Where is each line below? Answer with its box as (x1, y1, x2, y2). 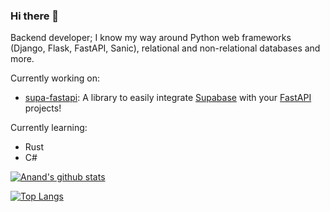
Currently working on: (10, 72, 100, 84)
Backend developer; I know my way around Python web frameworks (10, 32, 292, 44)
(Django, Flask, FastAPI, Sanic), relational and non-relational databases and (10, 42, 321, 54)
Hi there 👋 (10, 9, 60, 23)
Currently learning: (10, 122, 88, 134)
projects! (24, 102, 62, 114)
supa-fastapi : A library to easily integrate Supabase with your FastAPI (24, 92, 312, 104)
